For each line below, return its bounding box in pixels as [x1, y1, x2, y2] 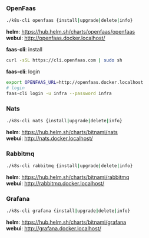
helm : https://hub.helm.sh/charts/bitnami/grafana [6, 219, 127, 226]
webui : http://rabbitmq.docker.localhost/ [6, 180, 105, 187]
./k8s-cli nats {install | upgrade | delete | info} [6, 118, 122, 123]
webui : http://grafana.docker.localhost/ [6, 225, 102, 232]
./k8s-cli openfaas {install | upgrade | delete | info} [6, 18, 133, 24]
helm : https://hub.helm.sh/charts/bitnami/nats [6, 128, 118, 135]
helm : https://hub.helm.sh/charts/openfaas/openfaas [6, 28, 135, 35]
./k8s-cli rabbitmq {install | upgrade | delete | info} [6, 163, 133, 169]
